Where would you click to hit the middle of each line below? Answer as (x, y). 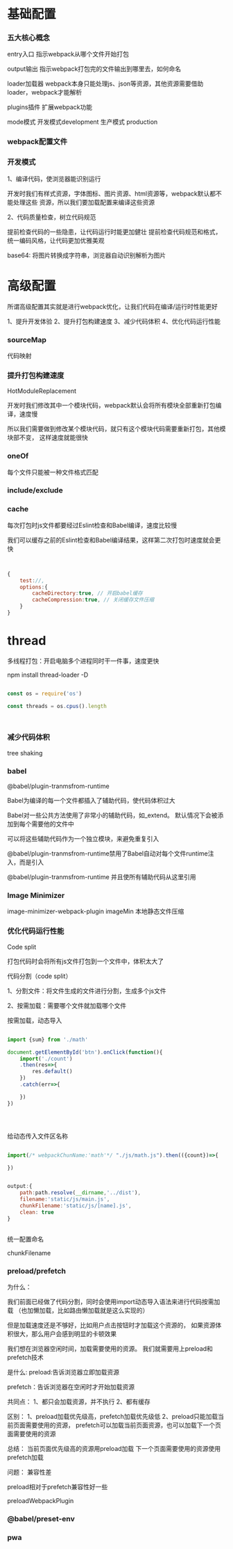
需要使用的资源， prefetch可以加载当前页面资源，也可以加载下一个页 (123, 1425)
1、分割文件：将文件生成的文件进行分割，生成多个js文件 (87, 990)
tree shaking (25, 753)
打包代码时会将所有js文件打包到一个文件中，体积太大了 (86, 961)
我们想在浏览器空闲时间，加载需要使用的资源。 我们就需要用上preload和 (110, 1348)
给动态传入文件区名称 (37, 1136)
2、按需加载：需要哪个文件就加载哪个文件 (67, 1005)
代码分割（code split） (40, 976)
